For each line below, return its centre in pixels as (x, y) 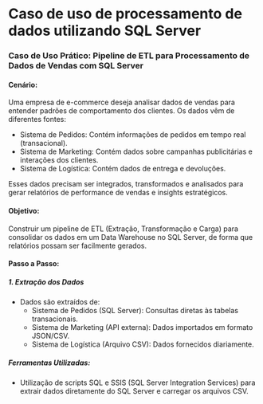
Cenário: (23, 84)
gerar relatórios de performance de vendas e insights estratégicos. (118, 193)
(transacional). (43, 143)
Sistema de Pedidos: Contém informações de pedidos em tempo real (133, 135)
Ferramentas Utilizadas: (49, 363)
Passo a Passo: (34, 264)
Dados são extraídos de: (60, 302)
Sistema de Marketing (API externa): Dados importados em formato (142, 328)
